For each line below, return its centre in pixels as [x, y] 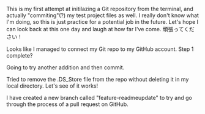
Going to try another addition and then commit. [65, 67]
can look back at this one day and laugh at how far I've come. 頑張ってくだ [100, 29]
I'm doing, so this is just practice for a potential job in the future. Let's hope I [102, 22]
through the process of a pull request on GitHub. [67, 104]
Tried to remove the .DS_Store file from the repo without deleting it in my [98, 79]
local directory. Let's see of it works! [52, 86]
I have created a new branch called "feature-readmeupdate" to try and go [99, 98]
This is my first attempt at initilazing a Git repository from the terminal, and [100, 9]
